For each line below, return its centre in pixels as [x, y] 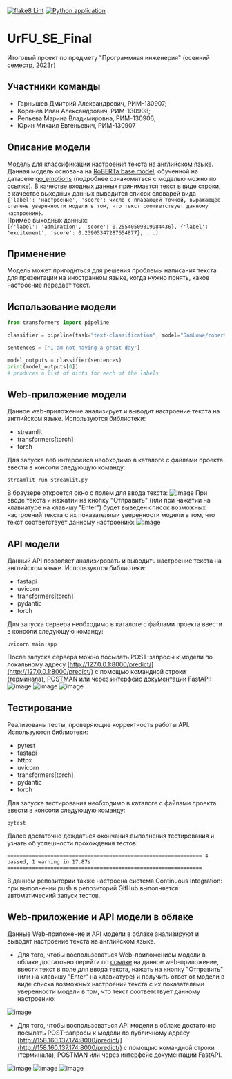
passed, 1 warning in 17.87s [49, 862]
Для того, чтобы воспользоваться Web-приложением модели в [111, 955]
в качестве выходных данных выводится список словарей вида [102, 193]
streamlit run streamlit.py [48, 480]
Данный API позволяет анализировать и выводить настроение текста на [115, 561]
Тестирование [40, 708]
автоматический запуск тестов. [54, 895]
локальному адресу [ [39, 664]
